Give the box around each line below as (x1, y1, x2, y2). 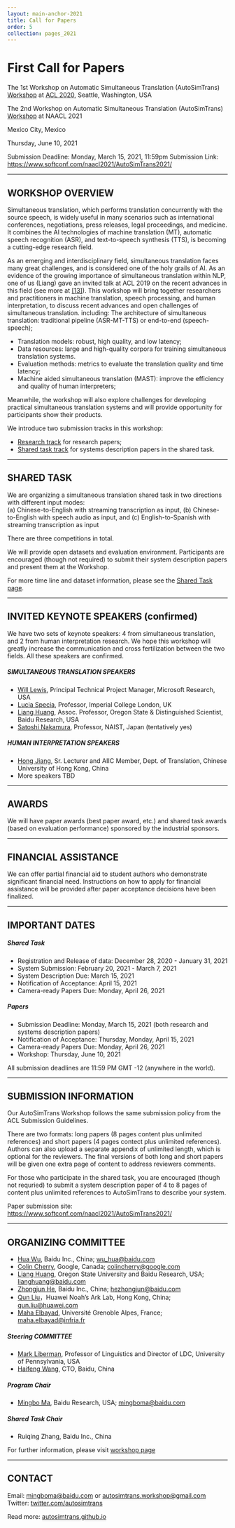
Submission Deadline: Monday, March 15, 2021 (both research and (17, 1020, 208, 1028)
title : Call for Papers (7, 17, 77, 24)
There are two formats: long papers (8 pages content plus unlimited (7, 1130, 203, 1138)
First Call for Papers (7, 60, 124, 76)
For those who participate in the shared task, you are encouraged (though (7, 1174, 220, 1182)
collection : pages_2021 (7, 29, 77, 37)
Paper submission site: (7, 1202, 73, 1211)
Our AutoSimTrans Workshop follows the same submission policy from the (7, 1109, 222, 1117)
